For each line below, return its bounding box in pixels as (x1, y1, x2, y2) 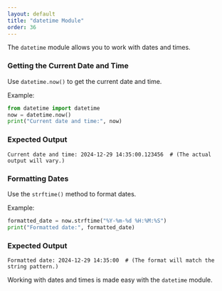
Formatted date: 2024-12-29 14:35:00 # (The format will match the (7, 257, 215, 264)
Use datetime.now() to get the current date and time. (7, 77, 162, 85)
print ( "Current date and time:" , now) (7, 118, 122, 125)
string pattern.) (7, 263, 59, 270)
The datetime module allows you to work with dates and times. (7, 43, 191, 52)
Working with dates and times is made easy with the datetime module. (7, 275, 213, 284)
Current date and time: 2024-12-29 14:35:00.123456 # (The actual (7, 151, 212, 158)
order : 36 (7, 23, 37, 31)
